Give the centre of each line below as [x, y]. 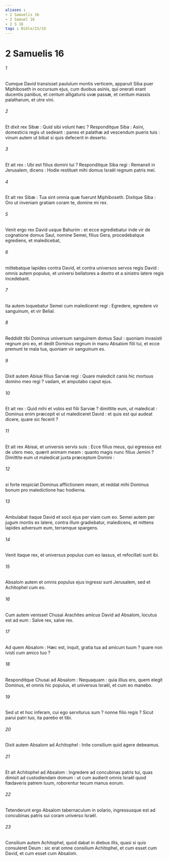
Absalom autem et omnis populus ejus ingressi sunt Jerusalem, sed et [78, 582]
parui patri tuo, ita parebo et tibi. [39, 718]
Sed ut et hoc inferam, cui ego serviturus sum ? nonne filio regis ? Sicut [79, 713]
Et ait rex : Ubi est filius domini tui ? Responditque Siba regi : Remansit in [80, 165]
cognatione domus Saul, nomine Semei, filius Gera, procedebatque [75, 235]
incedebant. [18, 279]
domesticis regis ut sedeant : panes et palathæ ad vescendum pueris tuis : [83, 132]
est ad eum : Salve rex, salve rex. [40, 620]
